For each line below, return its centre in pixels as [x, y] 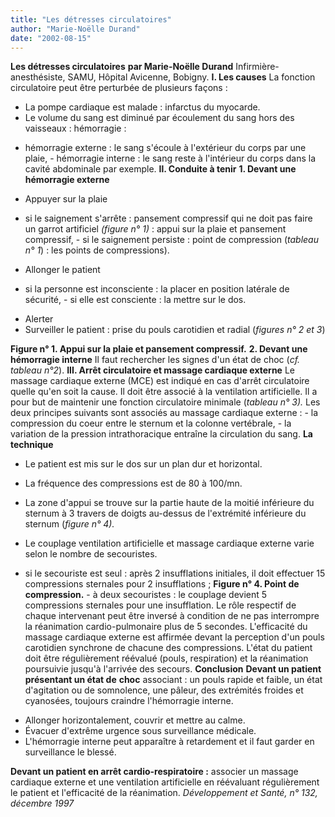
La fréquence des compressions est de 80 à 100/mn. [133, 483]
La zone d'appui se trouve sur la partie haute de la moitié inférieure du [169, 503]
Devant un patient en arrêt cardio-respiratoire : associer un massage [154, 772]
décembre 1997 [42, 803]
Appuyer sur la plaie [66, 199]
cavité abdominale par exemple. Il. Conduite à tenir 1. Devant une [160, 169]
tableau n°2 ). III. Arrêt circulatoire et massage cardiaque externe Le [152, 370]
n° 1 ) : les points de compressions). [97, 250]
